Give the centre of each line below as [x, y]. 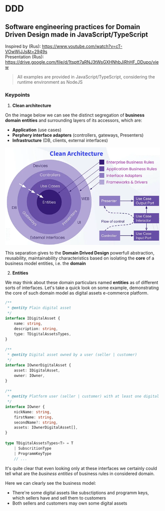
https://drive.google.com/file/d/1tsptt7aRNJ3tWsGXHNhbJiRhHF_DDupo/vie [82, 62]
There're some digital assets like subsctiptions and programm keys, [80, 493]
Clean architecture [32, 106]
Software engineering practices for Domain [73, 27]
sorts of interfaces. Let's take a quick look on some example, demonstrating [82, 288]
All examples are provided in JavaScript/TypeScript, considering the [86, 77]
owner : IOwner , [29, 375]
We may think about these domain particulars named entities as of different [82, 283]
